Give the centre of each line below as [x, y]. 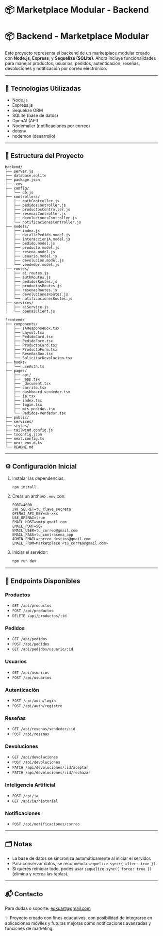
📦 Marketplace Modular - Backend [77, 10]
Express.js [22, 105]
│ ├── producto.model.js [32, 248]
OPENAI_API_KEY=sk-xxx [35, 514]
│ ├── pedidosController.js [36, 205]
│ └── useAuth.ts [25, 366]
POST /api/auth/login [34, 701]
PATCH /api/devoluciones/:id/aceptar [50, 768]
